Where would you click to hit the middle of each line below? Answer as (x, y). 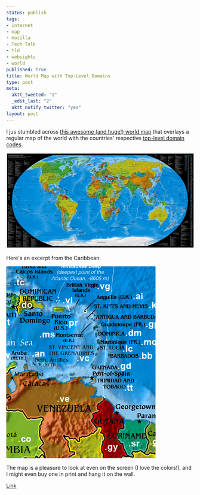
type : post (20, 82)
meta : (13, 89)
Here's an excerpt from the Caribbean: (54, 258)
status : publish (26, 13)
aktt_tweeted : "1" (35, 95)
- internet (20, 25)
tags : (13, 19)
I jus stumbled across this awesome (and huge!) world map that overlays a (98, 131)
